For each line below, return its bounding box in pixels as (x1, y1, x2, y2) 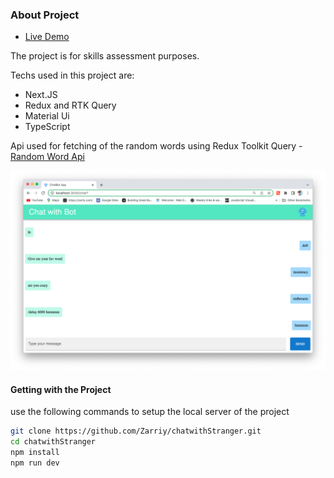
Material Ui (24, 110, 70, 122)
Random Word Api (10, 151, 85, 163)
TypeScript (24, 121, 71, 133)
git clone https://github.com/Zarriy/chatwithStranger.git (10, 426, 262, 437)
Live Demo (24, 31, 70, 43)
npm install (10, 448, 60, 458)
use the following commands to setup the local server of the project (10, 406, 290, 418)
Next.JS (24, 89, 58, 101)
